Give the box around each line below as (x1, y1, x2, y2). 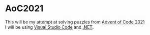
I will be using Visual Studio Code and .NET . (5, 24, 94, 30)
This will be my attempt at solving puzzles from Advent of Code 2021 (5, 19, 145, 25)
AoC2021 (5, 3, 44, 14)
